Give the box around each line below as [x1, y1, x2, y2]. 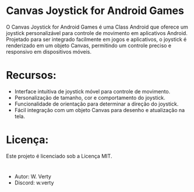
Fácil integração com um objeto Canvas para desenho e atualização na [14, 106, 185, 113]
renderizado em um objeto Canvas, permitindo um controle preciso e [6, 42, 172, 49]
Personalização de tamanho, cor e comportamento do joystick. [14, 94, 166, 101]
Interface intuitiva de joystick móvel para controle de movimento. [14, 88, 171, 95]
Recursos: [6, 69, 57, 82]
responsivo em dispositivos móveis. [6, 48, 92, 55]
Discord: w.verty [14, 179, 54, 186]
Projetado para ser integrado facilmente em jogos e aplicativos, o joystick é [6, 36, 187, 43]
